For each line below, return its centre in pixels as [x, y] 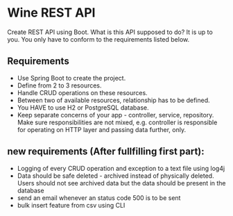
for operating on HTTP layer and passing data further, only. [101, 129]
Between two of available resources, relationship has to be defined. [113, 100]
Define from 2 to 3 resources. [59, 85]
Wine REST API [51, 13]
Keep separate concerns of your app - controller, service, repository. [115, 115]
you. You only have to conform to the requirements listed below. [98, 39]
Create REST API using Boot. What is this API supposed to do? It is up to [110, 32]
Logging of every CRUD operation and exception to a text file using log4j [121, 168]
